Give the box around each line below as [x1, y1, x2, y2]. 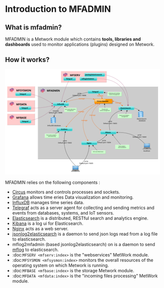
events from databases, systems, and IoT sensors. [12, 210, 114, 216]
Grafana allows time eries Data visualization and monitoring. [12, 194, 134, 200]
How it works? [5, 56, 50, 64]
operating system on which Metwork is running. [12, 262, 109, 268]
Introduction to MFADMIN [5, 3, 111, 15]
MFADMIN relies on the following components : [5, 180, 101, 185]
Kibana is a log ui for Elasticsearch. [12, 220, 83, 226]
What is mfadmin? [5, 23, 62, 32]
